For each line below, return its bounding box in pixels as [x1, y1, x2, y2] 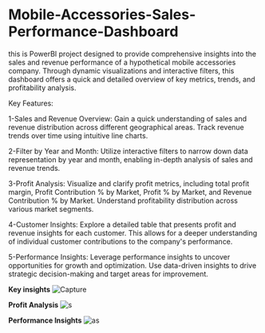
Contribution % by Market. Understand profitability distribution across [8, 196, 238, 205]
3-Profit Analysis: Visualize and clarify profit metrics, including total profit [8, 178, 250, 188]
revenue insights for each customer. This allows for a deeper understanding [8, 228, 258, 237]
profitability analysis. [8, 82, 77, 93]
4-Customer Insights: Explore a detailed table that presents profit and [8, 220, 237, 229]
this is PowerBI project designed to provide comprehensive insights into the [8, 49, 257, 58]
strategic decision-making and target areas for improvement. [8, 269, 209, 279]
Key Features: [8, 98, 53, 108]
